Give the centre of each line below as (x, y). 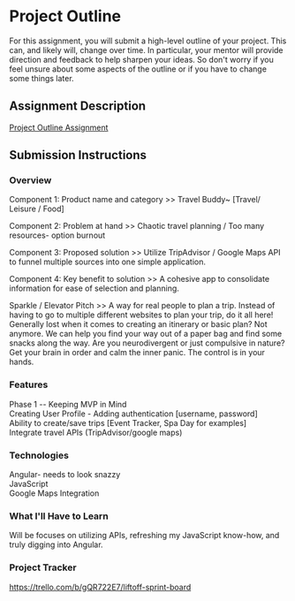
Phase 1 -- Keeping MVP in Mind (68, 404)
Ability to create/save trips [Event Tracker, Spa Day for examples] (128, 422)
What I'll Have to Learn (59, 516)
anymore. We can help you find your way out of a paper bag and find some (146, 334)
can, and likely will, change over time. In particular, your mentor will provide (147, 49)
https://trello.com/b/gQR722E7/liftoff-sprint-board (100, 587)
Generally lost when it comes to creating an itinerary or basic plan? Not (138, 324)
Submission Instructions (78, 155)
